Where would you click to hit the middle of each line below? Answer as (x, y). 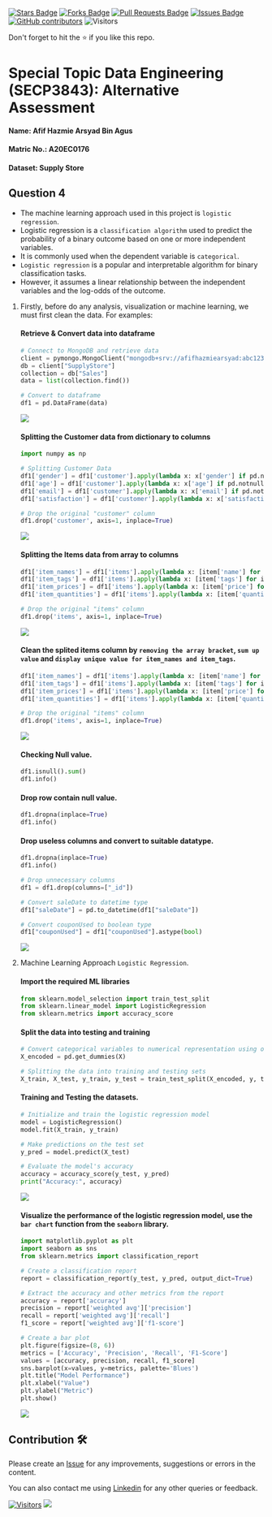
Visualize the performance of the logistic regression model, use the (136, 1215)
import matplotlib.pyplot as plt (77, 1241)
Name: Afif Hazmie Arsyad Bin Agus (71, 131)
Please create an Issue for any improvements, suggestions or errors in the (132, 1463)
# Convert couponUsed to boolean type (86, 925)
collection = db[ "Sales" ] (64, 374)
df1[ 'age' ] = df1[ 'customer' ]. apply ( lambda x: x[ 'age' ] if (122, 483)
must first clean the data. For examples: (86, 315)
